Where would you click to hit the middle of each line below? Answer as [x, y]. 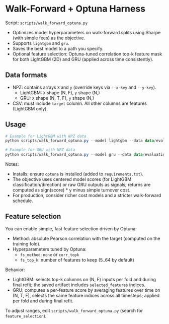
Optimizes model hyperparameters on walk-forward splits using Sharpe [87, 32]
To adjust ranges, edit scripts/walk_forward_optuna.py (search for [74, 310]
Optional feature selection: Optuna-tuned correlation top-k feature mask [87, 54]
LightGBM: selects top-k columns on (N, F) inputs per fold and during [84, 279]
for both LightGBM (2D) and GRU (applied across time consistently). [83, 59]
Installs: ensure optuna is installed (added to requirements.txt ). [78, 174]
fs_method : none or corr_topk [50, 254]
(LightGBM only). [30, 108]
